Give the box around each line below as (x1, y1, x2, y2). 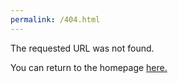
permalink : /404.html (10, 14, 101, 25)
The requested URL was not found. (10, 42, 155, 54)
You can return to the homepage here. (10, 61, 168, 73)
